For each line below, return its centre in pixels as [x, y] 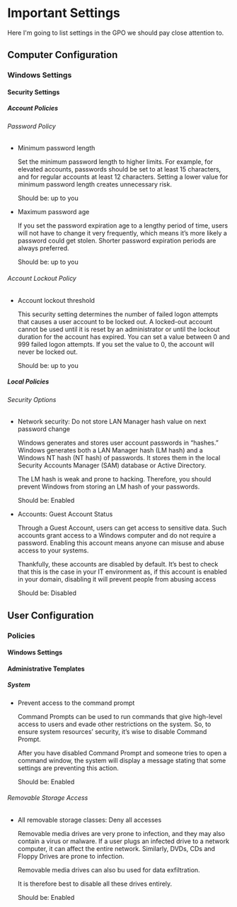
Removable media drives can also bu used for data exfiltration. [109, 869]
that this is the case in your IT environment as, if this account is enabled [122, 572]
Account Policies [33, 108]
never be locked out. [47, 352]
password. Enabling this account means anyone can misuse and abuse [121, 543]
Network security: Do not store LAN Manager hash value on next [112, 422]
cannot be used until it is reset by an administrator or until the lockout [118, 329]
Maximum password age [53, 212]
